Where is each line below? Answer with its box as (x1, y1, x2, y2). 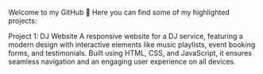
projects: (8, 16, 37, 25)
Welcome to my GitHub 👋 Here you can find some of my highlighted (8, 8, 230, 17)
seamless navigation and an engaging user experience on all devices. (8, 56, 236, 66)
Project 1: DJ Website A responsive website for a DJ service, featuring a (8, 32, 244, 41)
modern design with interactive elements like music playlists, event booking (8, 40, 256, 49)
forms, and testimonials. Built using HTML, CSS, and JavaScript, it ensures (8, 49, 253, 57)
